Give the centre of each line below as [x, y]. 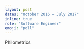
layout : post [19, 10]
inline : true [19, 19]
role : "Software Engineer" [33, 24]
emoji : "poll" [20, 28]
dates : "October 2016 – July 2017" [42, 14]
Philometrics [18, 42]
